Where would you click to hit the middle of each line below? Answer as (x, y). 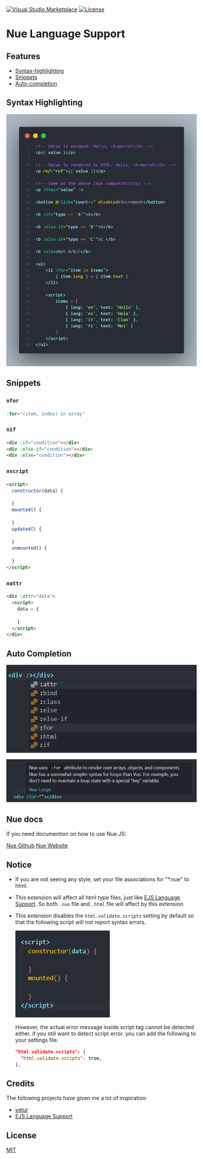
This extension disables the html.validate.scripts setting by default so (105, 915)
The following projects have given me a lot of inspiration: (77, 1098)
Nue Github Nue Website (37, 845)
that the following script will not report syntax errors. (80, 922)
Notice (19, 865)
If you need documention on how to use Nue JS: (66, 834)
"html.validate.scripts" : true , (61, 1058)
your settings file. (37, 1040)
